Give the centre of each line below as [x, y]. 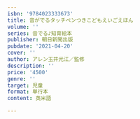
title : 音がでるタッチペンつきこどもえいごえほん [70, 20]
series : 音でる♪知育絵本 [40, 33]
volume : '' [23, 27]
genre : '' [22, 79]
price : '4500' [28, 72]
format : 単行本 [28, 92]
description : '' [31, 66]
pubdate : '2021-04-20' [40, 46]
